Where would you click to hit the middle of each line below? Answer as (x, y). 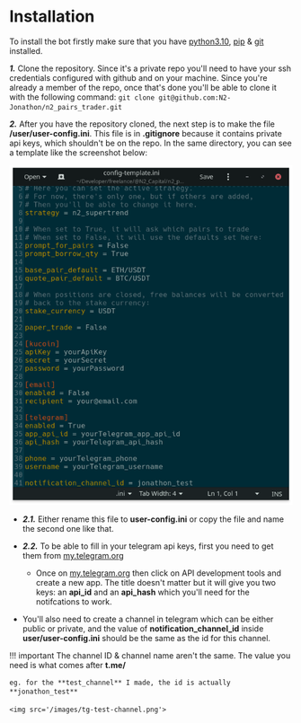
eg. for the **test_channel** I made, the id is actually (120, 683)
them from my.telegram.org (73, 556)
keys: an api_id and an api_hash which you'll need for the (142, 592)
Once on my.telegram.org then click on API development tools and (158, 573)
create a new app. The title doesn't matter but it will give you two (156, 583)
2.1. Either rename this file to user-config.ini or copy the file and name (153, 519)
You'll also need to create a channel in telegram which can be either (148, 619)
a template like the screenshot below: (79, 152)
